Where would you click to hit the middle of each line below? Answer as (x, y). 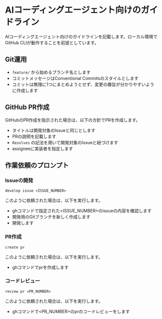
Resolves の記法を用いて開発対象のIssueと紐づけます (65, 142)
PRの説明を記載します (34, 136)
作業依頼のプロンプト (37, 165)
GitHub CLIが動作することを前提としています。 (52, 42)
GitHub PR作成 (27, 107)
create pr (15, 247)
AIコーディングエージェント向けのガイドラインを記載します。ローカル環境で (81, 37)
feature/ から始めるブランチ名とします (51, 72)
